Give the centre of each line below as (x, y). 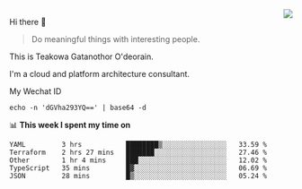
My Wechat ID (36, 91)
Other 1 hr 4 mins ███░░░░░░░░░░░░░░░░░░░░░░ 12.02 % (138, 160)
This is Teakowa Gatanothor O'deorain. (82, 56)
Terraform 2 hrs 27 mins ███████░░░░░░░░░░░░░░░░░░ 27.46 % (138, 152)
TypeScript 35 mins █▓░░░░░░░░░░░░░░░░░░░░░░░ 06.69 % (138, 168)
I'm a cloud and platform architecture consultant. (100, 74)
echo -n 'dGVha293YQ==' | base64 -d (78, 107)
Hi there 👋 (28, 22)
